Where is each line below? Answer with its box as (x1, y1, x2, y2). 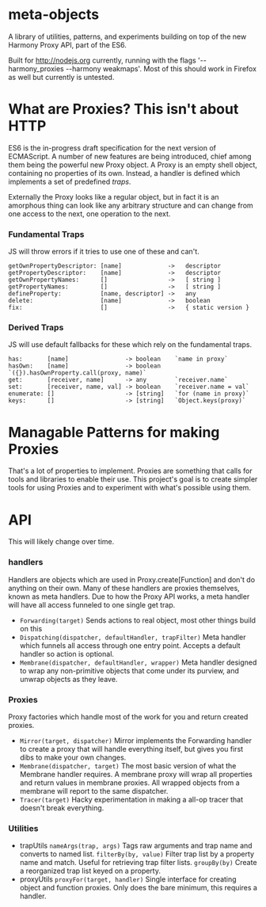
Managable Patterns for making (8, 423, 220, 441)
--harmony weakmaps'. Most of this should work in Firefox (66, 63, 257, 73)
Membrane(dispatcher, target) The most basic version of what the (19, 760, 237, 770)
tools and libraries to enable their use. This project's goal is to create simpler (8, 474, 258, 484)
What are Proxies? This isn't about (8, 101, 239, 118)
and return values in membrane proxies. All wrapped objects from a (19, 778, 240, 787)
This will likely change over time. (8, 537, 115, 547)
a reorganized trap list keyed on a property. (19, 866, 161, 876)
